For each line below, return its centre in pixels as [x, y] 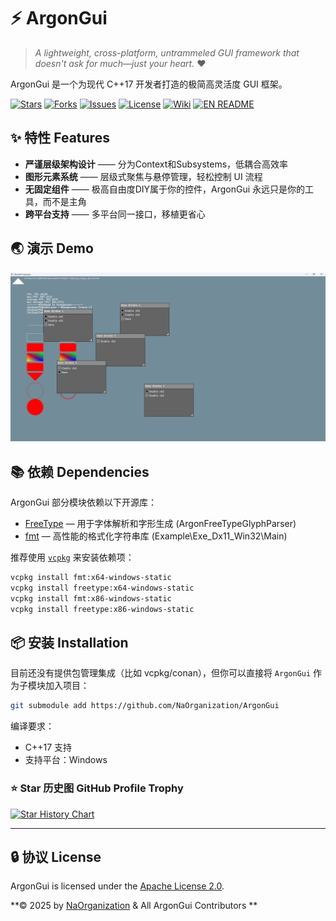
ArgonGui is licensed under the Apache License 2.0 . [117, 886]
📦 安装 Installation [69, 642]
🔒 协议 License [56, 856]
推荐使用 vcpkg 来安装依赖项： [72, 557]
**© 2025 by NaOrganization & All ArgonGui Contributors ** [134, 906]
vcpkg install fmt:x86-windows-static [91, 598]
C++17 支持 [48, 747]
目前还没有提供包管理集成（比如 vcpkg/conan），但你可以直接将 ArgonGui [161, 673]
